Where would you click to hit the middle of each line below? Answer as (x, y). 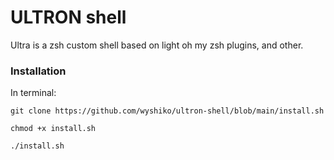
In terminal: (33, 93)
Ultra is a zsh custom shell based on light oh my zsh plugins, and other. (157, 45)
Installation (38, 71)
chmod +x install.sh (53, 129)
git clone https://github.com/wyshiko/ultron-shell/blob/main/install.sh (167, 111)
